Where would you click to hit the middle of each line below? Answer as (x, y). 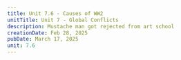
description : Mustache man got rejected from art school (91, 26)
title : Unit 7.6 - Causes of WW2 (55, 13)
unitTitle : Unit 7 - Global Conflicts (63, 20)
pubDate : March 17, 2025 (43, 39)
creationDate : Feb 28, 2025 (48, 33)
